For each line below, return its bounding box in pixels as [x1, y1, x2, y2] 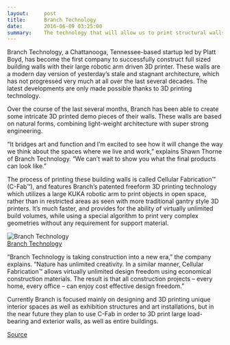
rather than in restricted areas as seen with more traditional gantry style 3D [7, 197, 219, 206]
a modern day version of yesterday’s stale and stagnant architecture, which [7, 70, 220, 78]
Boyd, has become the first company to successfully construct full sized [7, 56, 211, 64]
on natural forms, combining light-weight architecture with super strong [7, 119, 209, 128]
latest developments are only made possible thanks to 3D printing [7, 84, 192, 93]
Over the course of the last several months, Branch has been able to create [7, 105, 219, 113]
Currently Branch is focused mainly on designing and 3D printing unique [7, 296, 211, 304]
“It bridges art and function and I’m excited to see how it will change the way [7, 140, 223, 148]
